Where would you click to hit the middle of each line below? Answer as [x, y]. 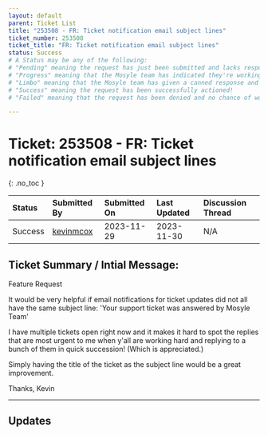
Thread [217, 213]
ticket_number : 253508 [46, 38]
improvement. [31, 373]
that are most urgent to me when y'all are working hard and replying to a [127, 340]
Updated [173, 213]
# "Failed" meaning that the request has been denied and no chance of [130, 98]
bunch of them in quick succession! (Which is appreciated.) [106, 349]
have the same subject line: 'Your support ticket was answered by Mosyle [129, 308]
